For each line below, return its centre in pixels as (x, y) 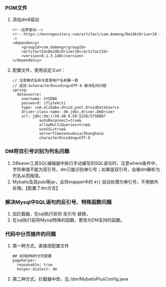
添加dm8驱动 (26, 20)
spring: (20, 90)
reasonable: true (35, 265)
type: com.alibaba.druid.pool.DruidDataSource (70, 108)
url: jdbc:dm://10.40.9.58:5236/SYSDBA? (64, 116)
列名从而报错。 (28, 175)
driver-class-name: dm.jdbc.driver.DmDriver (68, 112)
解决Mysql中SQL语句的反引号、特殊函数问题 (58, 202)
